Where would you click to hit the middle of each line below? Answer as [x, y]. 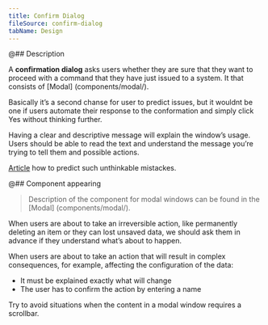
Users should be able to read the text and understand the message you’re [131, 144]
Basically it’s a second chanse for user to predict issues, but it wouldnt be [130, 103]
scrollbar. [24, 314]
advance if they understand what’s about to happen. [95, 241]
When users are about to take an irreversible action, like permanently [123, 224]
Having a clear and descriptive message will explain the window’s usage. [130, 135]
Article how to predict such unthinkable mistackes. [92, 168]
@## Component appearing [55, 184]
